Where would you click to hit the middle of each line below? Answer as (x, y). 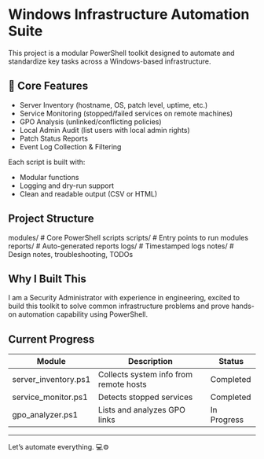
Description (150, 362)
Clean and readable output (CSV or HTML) (88, 193)
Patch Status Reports (54, 138)
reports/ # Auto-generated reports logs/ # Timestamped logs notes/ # (121, 246)
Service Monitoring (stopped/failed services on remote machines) (126, 113)
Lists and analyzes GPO (142, 410)
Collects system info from (145, 375)
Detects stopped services (145, 397)
